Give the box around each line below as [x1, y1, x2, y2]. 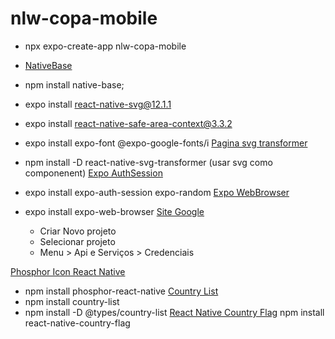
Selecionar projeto [39, 235, 116, 247]
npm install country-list [24, 295, 120, 307]
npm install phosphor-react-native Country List [24, 285, 219, 297]
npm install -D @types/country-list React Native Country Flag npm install [24, 306, 325, 318]
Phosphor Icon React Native [10, 265, 126, 277]
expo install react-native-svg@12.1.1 [24, 98, 172, 110]
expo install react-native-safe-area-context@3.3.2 [24, 117, 233, 129]
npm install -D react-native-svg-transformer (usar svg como [24, 156, 273, 168]
